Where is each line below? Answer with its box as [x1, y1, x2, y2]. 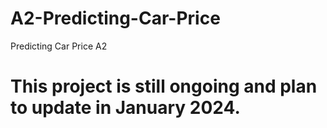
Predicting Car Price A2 [10, 40, 108, 52]
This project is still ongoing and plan [10, 75, 318, 98]
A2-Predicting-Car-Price [10, 7, 221, 30]
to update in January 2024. [10, 97, 241, 119]
